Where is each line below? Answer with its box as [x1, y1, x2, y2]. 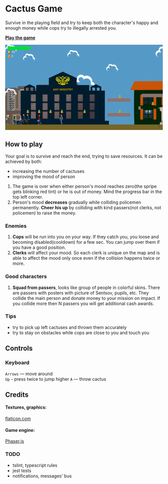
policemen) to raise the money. [12, 210, 76, 216]
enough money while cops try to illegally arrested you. [5, 25, 117, 31]
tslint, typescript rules [12, 462, 57, 468]
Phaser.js [5, 438, 24, 444]
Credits [5, 390, 29, 399]
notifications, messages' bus [12, 472, 72, 479]
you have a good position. [12, 244, 66, 251]
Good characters [5, 273, 47, 280]
